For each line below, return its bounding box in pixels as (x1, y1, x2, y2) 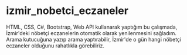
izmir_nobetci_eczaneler (6, 4, 129, 18)
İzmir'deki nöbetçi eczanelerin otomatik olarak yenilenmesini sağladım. (6, 29, 177, 36)
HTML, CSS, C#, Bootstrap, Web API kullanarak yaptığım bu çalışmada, (6, 23, 178, 30)
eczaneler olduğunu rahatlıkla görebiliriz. (6, 42, 104, 49)
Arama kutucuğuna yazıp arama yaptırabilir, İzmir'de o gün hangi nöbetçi (6, 36, 182, 43)
